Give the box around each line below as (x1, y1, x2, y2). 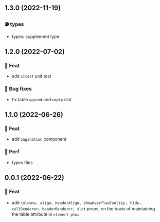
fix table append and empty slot (11, 96, 71, 102)
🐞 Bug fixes (4, 85, 32, 92)
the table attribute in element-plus (11, 211, 80, 217)
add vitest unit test (11, 73, 52, 79)
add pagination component (11, 136, 67, 142)
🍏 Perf (4, 148, 20, 155)
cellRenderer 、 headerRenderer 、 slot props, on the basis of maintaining (11, 206, 155, 212)
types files (11, 159, 33, 165)
